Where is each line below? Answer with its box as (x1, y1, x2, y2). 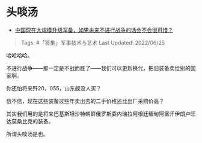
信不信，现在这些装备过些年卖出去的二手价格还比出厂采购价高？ (6, 97, 164, 105)
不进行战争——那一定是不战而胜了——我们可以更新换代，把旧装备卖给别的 (6, 64, 191, 72)
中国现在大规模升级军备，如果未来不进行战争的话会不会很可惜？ (14, 26, 173, 34)
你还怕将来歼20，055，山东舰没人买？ (6, 84, 102, 92)
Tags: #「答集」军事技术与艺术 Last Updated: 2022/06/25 (20, 39, 165, 46)
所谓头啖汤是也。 (6, 130, 49, 138)
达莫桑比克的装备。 (6, 117, 54, 124)
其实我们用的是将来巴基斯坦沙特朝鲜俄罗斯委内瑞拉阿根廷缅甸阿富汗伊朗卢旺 (6, 110, 196, 117)
